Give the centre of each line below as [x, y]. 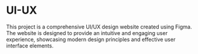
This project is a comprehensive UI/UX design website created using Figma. [99, 27]
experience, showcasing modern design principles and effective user [91, 39]
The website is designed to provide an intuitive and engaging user [87, 33]
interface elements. [30, 46]
